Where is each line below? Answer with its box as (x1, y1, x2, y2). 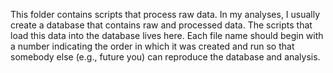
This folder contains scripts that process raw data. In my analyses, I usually (10, 9, 321, 20)
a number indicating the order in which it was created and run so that (10, 40, 295, 52)
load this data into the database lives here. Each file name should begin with (10, 30, 324, 41)
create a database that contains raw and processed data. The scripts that (10, 19, 313, 31)
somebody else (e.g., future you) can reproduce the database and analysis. (10, 51, 321, 63)
